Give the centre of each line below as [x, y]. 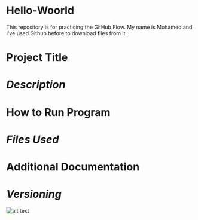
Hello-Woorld [40, 10]
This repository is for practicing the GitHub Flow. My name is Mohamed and [99, 27]
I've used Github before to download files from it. [67, 33]
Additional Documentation [73, 166]
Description [36, 85]
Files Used [33, 140]
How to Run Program [58, 112]
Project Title [37, 58]
